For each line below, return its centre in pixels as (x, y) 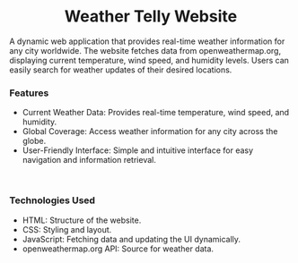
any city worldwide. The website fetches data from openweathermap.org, (145, 50)
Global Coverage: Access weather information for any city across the (150, 131)
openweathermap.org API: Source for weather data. (118, 249)
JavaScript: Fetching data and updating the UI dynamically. (131, 239)
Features (29, 93)
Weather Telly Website (151, 17)
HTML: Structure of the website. (82, 220)
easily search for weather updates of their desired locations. (121, 70)
